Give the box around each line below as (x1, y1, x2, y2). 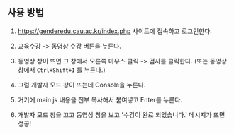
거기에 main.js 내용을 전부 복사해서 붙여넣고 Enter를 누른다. (17, 95, 183, 104)
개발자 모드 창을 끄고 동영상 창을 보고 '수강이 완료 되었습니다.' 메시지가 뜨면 (17, 110, 225, 118)
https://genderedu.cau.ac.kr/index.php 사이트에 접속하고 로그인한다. (17, 27, 213, 35)
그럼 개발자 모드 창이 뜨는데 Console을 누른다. (17, 80, 146, 89)
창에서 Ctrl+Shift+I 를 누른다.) (17, 66, 106, 74)
